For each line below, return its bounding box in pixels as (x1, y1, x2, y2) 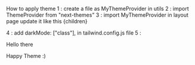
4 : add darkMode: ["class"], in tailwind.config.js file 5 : (6, 29, 141, 36)
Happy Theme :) (6, 52, 46, 59)
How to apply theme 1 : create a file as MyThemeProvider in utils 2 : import (6, 5, 189, 12)
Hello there (6, 41, 33, 48)
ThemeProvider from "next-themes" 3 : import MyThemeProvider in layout (6, 11, 189, 18)
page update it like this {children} (6, 18, 88, 24)
